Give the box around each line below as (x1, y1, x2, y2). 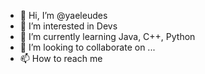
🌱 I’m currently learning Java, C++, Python (19, 31, 196, 42)
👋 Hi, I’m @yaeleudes (19, 10, 108, 21)
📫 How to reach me (19, 53, 103, 64)
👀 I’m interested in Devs (19, 20, 118, 32)
